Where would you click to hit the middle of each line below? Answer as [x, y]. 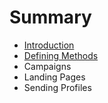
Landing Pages [54, 77]
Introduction [49, 45]
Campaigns [47, 66]
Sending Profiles [57, 87]
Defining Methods [61, 55]
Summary [50, 17]
